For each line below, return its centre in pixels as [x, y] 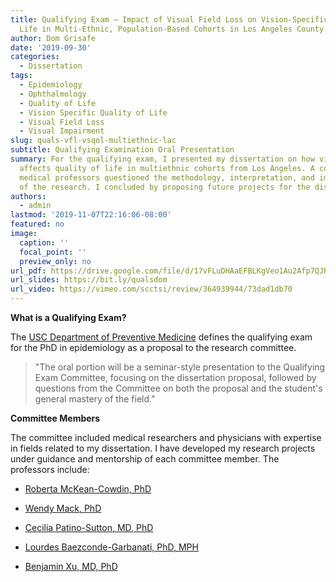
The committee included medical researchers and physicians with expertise [166, 437]
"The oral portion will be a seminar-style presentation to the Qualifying [180, 367]
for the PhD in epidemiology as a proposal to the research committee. [153, 347]
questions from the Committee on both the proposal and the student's [178, 388]
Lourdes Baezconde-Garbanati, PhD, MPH [111, 547]
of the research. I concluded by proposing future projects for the [165, 187]
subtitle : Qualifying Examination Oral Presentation [122, 150]
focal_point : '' [53, 252]
